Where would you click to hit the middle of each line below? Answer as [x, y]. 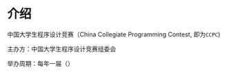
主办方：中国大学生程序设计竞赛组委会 [61, 49]
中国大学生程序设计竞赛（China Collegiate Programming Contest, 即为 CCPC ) [114, 34]
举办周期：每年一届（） [40, 63]
